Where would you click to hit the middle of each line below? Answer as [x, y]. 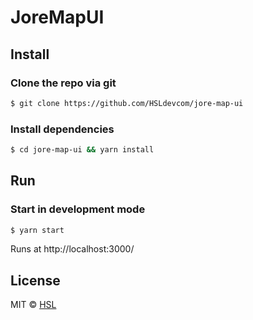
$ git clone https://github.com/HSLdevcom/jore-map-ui [127, 103]
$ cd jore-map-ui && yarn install [82, 150]
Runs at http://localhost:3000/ [72, 249]
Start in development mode [78, 209]
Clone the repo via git [63, 83]
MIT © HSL [33, 305]
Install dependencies [62, 129]
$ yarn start [37, 230]
